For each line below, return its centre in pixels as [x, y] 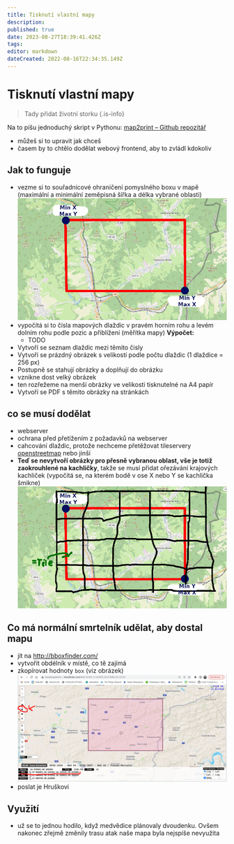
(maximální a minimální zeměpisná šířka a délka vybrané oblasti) [109, 194]
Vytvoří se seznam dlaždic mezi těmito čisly [80, 347]
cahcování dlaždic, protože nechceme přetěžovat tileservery [104, 445]
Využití [23, 809]
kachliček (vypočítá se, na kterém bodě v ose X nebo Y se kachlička [115, 475]
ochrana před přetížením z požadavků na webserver [92, 438]
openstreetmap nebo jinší [54, 453]
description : [26, 22]
